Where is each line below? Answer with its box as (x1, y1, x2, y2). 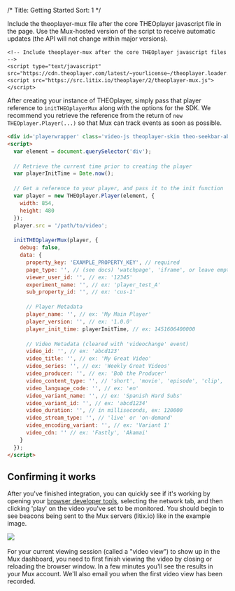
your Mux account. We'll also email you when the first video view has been (7, 570, 222, 578)
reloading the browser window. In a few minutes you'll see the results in (7, 562, 213, 571)
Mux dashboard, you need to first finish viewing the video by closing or (7, 555, 213, 564)
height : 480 (20, 207, 55, 214)
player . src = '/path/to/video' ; (13, 222, 108, 229)
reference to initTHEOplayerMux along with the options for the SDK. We (7, 104, 211, 112)
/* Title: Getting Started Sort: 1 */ (7, 6, 101, 14)
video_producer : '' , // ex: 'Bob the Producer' (25, 370, 168, 377)
